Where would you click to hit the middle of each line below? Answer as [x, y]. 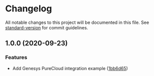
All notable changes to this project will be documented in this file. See [77, 22]
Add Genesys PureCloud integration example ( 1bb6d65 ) [70, 68]
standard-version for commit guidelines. [47, 27]
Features [16, 58]
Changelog [29, 9]
